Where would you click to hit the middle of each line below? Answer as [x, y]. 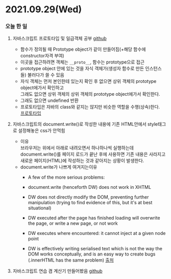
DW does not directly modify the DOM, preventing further [88, 197]
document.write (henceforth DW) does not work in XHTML [90, 187]
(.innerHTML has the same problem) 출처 [71, 260]
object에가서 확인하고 [42, 88]
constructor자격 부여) [42, 56]
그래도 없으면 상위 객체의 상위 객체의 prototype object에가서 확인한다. [90, 94]
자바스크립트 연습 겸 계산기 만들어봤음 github [58, 271]
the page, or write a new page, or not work [73, 223]
